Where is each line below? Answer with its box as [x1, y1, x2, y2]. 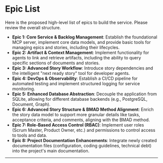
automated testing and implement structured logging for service [12, 80, 140, 86]
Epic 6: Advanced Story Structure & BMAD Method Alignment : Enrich [12, 106, 154, 112]
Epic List [5, 3, 40, 15]
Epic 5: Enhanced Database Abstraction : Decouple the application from [12, 91, 157, 97]
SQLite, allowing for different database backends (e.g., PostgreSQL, [12, 96, 148, 102]
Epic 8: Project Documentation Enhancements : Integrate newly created [12, 137, 157, 143]
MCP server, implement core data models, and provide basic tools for [12, 39, 151, 45]
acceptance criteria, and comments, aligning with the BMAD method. [12, 117, 150, 123]
